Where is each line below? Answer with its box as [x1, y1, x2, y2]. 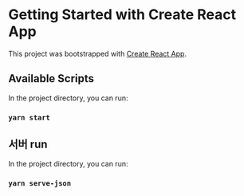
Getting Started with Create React [8, 6, 237, 24]
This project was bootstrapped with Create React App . [8, 49, 187, 58]
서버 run [8, 138, 48, 151]
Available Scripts [8, 72, 94, 85]
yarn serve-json [8, 179, 72, 188]
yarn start [8, 113, 50, 122]
